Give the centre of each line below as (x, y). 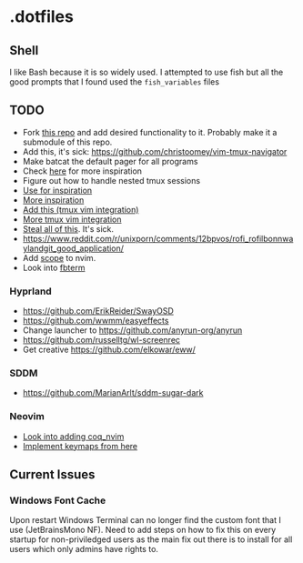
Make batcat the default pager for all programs (110, 161)
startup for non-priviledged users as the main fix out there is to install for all (151, 539)
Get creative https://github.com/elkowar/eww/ (109, 350)
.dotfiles (42, 17)
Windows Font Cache (58, 500)
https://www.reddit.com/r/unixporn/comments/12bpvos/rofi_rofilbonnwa (158, 238)
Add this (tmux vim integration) (81, 209)
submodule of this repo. (67, 142)
